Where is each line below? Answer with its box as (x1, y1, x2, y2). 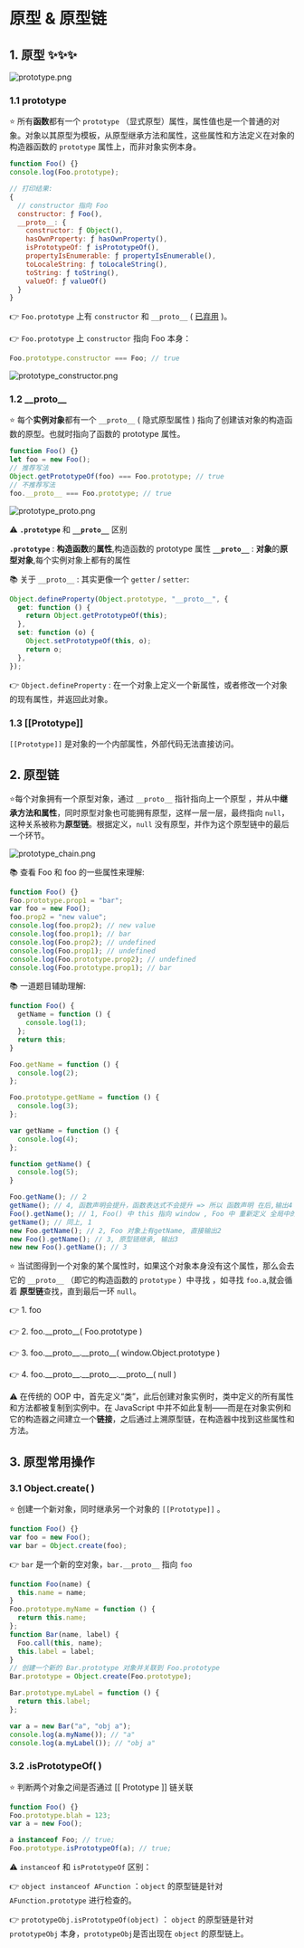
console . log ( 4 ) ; (17, 1135, 79, 1144)
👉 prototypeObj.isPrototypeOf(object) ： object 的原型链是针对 (9, 1915, 254, 1925)
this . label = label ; (17, 1647, 95, 1656)
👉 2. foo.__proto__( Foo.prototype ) (9, 1326, 143, 1337)
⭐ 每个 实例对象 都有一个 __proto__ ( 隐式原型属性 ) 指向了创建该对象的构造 (9, 414, 285, 425)
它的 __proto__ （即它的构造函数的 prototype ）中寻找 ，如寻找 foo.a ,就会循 (9, 1275, 293, 1286)
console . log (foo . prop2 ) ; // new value (9, 921, 156, 930)
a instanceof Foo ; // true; (9, 1836, 116, 1845)
